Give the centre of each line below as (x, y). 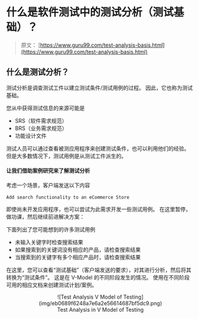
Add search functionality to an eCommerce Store (68, 197)
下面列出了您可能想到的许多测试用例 (51, 229)
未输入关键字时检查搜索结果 (49, 242)
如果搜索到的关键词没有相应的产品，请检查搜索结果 (78, 249)
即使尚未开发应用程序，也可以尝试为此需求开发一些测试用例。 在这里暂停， (99, 209)
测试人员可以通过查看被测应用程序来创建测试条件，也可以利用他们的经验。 (98, 148)
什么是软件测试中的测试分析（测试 (90, 12)
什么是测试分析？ (38, 72)
